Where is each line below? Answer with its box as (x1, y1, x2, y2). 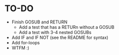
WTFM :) (11, 45, 30, 51)
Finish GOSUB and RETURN (11, 19, 68, 25)
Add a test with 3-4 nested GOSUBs (19, 29, 92, 35)
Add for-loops (11, 39, 40, 45)
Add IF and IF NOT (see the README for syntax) (11, 35, 108, 40)
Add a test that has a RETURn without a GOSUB (19, 24, 115, 30)
